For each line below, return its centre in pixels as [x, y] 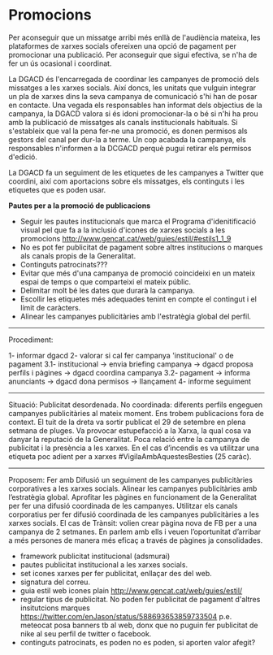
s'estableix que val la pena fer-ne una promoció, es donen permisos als [128, 131]
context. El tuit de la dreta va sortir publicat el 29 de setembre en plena [127, 422]
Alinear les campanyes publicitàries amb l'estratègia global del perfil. [136, 316]
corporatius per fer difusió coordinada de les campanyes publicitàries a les [134, 514]
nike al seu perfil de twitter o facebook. [86, 633]
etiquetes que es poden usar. [57, 189]
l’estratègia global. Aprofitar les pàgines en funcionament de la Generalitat [133, 497]
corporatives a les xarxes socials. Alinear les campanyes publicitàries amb [133, 488]
